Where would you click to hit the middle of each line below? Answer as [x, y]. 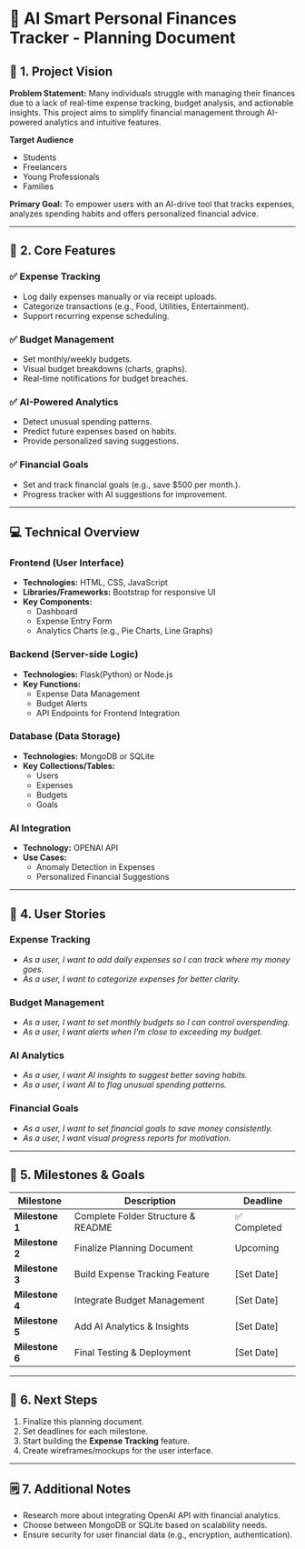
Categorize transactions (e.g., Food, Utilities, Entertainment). [136, 306]
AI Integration [40, 828]
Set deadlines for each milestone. [85, 1432]
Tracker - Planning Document [123, 38]
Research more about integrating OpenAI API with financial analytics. [152, 1515]
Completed [258, 1227]
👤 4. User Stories [58, 914]
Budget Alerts [62, 703]
